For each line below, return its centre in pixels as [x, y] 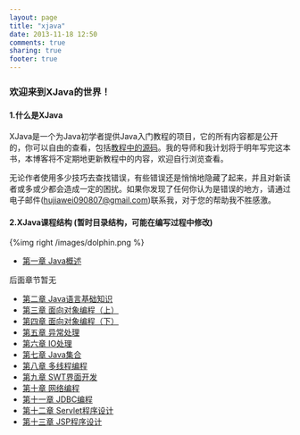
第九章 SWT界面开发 [60, 377]
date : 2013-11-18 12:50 [54, 34]
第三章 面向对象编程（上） [70, 310]
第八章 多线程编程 [54, 366]
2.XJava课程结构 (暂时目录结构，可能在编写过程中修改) [111, 222]
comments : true [37, 42]
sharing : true [36, 51]
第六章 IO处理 [47, 344]
